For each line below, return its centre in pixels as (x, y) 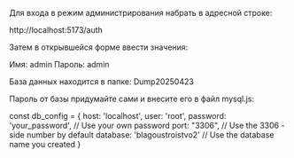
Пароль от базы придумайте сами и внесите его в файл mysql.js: (132, 99)
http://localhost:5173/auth (56, 30)
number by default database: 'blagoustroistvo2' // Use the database (150, 135)
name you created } (45, 144)
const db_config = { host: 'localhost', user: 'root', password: (118, 116)
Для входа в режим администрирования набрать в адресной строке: (141, 13)
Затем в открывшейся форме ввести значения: (99, 47)
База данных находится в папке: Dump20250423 (102, 82)
